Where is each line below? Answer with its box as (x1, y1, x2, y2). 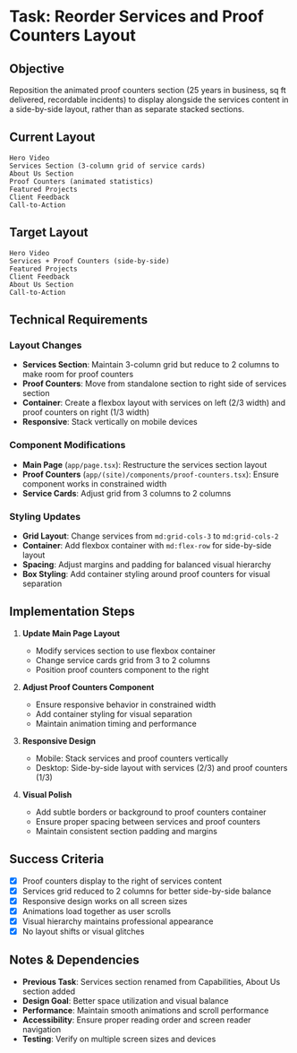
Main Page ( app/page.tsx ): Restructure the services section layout (21, 459, 267, 470)
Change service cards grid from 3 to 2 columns (35, 654, 210, 665)
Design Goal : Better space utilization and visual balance (21, 995, 229, 1006)
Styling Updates (9, 510, 81, 522)
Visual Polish (21, 789, 72, 799)
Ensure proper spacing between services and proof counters (35, 816, 261, 826)
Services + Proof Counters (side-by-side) (9, 256, 170, 265)
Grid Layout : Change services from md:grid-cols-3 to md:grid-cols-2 (21, 531, 279, 541)
